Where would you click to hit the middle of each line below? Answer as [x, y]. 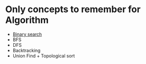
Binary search [27, 34]
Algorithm [27, 20]
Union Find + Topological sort [44, 56]
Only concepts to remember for [73, 9]
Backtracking [26, 50]
